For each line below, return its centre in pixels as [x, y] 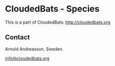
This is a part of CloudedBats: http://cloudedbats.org [58, 22]
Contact [17, 37]
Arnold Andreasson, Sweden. [34, 49]
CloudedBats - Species [52, 9]
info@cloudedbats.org [27, 58]
